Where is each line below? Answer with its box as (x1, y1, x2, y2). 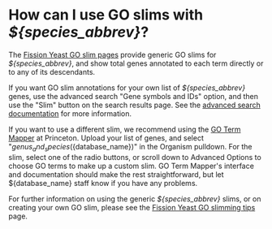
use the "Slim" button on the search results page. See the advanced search (8, 100, 261, 110)
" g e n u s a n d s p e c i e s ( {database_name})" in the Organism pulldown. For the (8, 141, 253, 153)
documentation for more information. (8, 108, 132, 119)
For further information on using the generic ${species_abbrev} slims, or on (8, 193, 261, 204)
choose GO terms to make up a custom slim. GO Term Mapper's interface (8, 161, 254, 171)
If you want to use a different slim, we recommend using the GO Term (8, 124, 241, 134)
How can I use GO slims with (8, 6, 204, 24)
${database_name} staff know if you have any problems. (8, 178, 198, 188)
